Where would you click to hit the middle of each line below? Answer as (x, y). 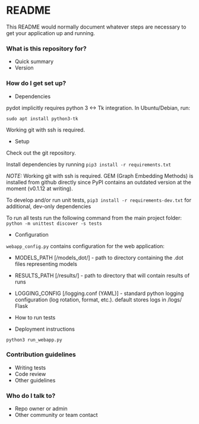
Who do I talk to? (31, 395)
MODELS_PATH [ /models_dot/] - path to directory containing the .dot (99, 257)
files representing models (46, 264)
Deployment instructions (45, 329)
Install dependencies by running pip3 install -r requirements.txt (89, 164)
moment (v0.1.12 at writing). (40, 189)
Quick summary (34, 62)
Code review (30, 374)
